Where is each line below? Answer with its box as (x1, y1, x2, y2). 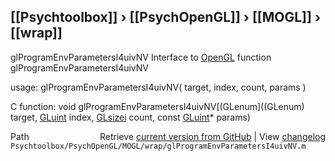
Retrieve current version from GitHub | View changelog (99, 130, 326, 142)
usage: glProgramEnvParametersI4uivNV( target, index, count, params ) (10, 81, 307, 93)
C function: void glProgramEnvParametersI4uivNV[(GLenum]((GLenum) (10, 100, 305, 112)
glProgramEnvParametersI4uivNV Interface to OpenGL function (10, 51, 272, 63)
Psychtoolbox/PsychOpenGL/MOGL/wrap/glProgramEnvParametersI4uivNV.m (10, 141, 307, 151)
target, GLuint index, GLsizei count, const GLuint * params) (10, 111, 251, 123)
